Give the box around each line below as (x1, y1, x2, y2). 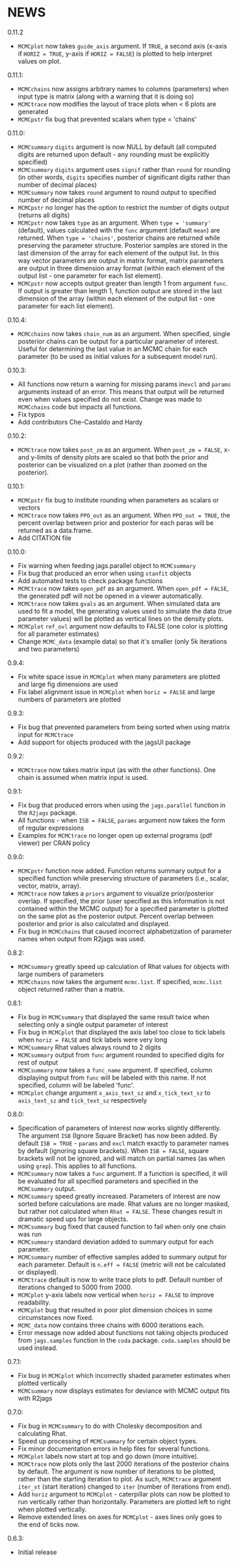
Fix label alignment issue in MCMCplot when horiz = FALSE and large (17, 687, 215, 696)
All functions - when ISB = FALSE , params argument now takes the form (17, 816, 226, 824)
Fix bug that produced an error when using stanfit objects (17, 569, 191, 577)
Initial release (17, 1548, 57, 1556)
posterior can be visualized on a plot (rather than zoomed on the (17, 460, 208, 469)
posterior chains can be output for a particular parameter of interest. (17, 337, 219, 345)
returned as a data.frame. (17, 526, 93, 534)
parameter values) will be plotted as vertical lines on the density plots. (17, 614, 224, 623)
